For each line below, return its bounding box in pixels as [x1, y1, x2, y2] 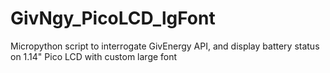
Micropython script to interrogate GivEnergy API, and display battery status [10, 40, 320, 52]
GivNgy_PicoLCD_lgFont [10, 7, 216, 30]
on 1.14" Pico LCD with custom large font [10, 50, 178, 62]
